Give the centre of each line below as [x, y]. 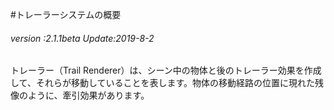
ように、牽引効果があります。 [88, 95]
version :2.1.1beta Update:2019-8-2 [82, 38]
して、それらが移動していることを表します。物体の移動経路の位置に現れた [163, 83]
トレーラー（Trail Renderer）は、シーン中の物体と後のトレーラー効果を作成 [166, 70]
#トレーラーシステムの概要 [66, 14]
